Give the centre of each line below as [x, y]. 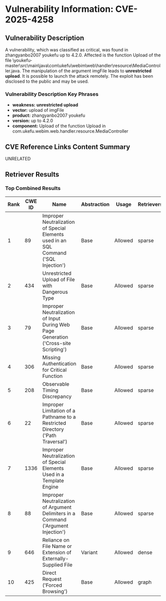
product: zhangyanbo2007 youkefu [49, 115]
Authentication [59, 363]
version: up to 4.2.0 [33, 121]
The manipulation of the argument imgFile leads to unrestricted [87, 71]
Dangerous [55, 292]
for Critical [54, 370]
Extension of [57, 552]
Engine [50, 487]
